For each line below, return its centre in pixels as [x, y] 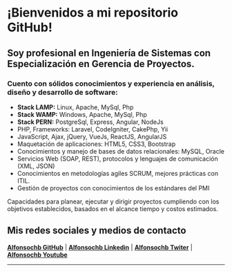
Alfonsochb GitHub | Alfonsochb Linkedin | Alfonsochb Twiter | [100, 247]
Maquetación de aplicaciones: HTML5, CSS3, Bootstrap [96, 144]
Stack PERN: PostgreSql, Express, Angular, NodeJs [90, 122]
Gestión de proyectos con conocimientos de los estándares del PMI [113, 188]
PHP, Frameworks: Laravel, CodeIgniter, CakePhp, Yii [93, 129]
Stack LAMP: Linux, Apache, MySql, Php [75, 107]
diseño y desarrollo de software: [63, 92]
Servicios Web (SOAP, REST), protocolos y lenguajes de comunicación [118, 158]
